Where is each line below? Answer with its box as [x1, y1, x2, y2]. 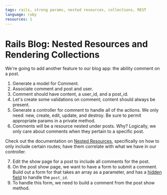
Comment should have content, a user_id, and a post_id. [12, 91, 128, 97]
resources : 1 [5, 17, 32, 22]
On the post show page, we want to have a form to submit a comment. [12, 164, 157, 170]
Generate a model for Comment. [12, 81, 79, 87]
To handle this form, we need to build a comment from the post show [12, 180, 155, 186]
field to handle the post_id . [12, 174, 68, 180]
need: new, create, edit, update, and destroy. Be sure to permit [12, 112, 141, 118]
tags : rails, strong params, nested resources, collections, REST [5, 7, 146, 13]
